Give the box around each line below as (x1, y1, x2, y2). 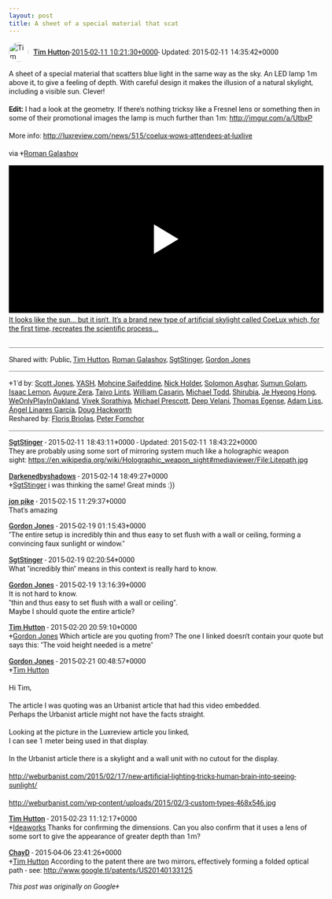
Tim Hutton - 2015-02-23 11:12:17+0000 (9, 814, 138, 824)
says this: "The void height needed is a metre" (9, 640, 153, 650)
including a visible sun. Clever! (9, 87, 105, 96)
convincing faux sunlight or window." (9, 539, 125, 549)
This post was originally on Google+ (9, 882, 120, 891)
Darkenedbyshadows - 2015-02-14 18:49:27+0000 (9, 471, 168, 481)
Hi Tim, (9, 683, 31, 693)
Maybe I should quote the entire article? (9, 606, 135, 616)
